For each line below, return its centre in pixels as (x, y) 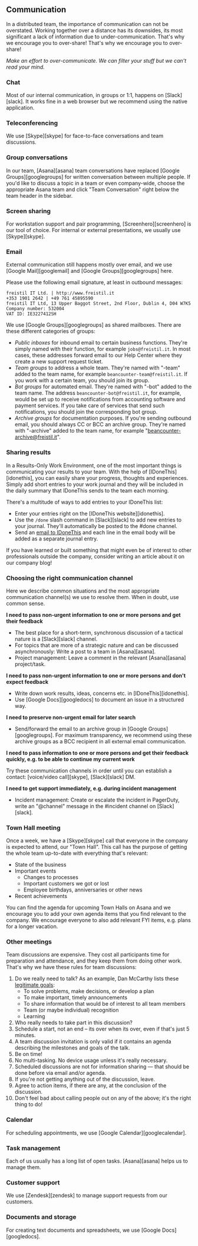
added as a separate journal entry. (56, 539)
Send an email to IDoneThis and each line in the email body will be (95, 532)
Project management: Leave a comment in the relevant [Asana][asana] (100, 658)
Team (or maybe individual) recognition (71, 1010)
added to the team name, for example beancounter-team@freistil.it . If (101, 374)
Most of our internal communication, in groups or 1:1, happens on (85, 95)
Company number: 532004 (35, 309)
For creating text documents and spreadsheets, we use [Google (83, 1230)
